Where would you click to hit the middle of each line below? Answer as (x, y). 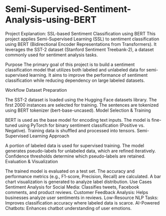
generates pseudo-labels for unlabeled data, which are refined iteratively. (81, 151)
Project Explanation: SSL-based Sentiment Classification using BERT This (81, 33)
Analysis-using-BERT (51, 20)
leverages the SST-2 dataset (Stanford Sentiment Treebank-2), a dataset (80, 49)
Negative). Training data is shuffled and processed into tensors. (71, 130)
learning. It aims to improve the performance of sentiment (88, 75)
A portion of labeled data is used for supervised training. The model (75, 145)
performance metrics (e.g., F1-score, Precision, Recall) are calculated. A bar (83, 176)
